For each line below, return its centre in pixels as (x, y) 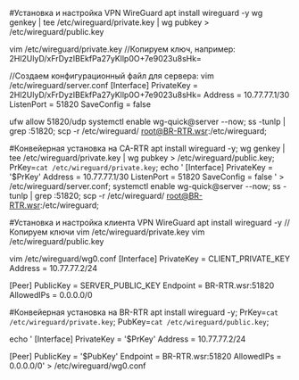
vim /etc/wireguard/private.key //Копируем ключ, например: (123, 49)
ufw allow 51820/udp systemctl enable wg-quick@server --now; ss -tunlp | (147, 121)
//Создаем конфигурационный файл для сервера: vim (112, 76)
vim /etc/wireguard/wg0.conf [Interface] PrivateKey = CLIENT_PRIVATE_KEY (150, 259)
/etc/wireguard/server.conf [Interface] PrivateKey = (104, 85)
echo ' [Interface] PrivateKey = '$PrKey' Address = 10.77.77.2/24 (128, 339)
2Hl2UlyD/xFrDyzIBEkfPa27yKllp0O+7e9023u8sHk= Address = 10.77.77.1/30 (149, 95)
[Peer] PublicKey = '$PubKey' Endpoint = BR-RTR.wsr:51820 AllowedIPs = (145, 356)
